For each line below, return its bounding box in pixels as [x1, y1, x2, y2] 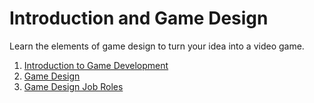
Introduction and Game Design [9, 7, 269, 30]
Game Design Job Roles [23, 80, 124, 92]
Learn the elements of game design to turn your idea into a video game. [9, 40, 305, 52]
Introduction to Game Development [23, 59, 169, 71]
